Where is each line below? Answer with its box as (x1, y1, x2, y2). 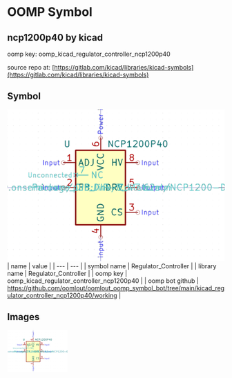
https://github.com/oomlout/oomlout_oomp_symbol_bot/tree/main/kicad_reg (7, 283, 225, 292)
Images (7, 311, 40, 323)
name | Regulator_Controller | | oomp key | (7, 269, 128, 277)
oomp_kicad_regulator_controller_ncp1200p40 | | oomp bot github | (7, 277, 199, 285)
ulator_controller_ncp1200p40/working (7, 291, 117, 299)
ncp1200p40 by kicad (7, 32, 104, 43)
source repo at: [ (7, 63, 55, 71)
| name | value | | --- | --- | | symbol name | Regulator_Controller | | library (7, 261, 217, 270)
